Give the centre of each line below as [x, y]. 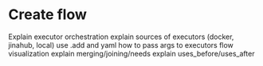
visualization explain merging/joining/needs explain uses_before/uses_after [131, 53]
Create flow [48, 15]
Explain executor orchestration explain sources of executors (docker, [121, 37]
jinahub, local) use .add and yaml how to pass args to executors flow [121, 45]
